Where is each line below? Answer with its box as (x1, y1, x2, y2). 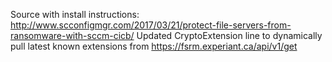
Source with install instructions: (10, 9, 140, 20)
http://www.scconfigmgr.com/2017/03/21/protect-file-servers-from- (10, 19, 292, 31)
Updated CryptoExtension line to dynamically (136, 30, 323, 41)
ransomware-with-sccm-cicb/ (10, 30, 135, 41)
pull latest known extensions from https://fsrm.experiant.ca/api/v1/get (10, 40, 298, 52)
